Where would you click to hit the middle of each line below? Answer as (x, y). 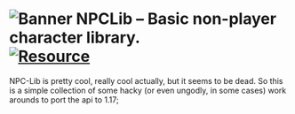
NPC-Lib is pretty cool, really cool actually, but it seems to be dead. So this (146, 80)
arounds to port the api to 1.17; (64, 99)
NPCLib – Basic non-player (176, 19)
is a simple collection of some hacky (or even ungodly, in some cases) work (148, 90)
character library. (75, 38)
